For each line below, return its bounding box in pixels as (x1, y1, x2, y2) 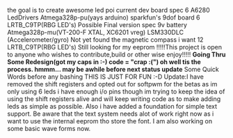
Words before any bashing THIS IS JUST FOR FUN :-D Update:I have (7, 72, 204, 81)
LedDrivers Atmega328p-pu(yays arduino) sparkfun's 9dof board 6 (7, 13, 200, 22)
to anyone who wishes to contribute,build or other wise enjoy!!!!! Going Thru (7, 50, 226, 59)
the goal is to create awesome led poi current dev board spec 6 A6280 (7, 6, 210, 14)
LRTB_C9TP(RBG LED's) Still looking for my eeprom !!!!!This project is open (7, 43, 223, 51)
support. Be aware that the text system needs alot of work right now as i (7, 109, 214, 118)
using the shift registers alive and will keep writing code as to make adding (7, 95, 221, 103)
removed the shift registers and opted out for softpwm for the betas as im (7, 80, 218, 88)
